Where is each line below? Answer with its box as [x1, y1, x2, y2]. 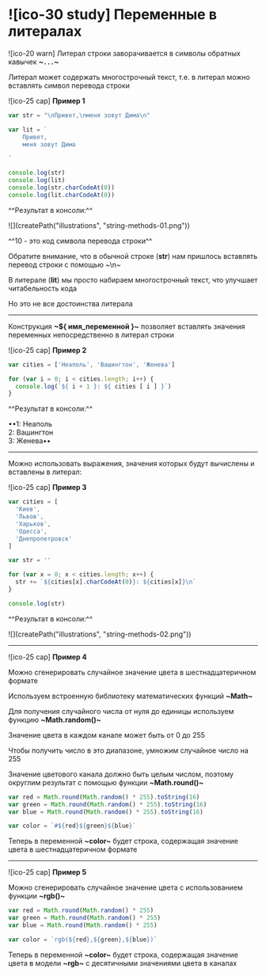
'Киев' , [15, 505, 41, 514]
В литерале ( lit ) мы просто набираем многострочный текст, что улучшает [8, 275, 258, 284]
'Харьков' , [15, 520, 51, 528]
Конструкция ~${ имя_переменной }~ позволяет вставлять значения [8, 321, 245, 331]
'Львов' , [15, 513, 44, 521]
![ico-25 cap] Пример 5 [8, 868, 87, 877]
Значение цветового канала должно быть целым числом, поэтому [8, 769, 234, 779]
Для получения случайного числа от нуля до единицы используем [8, 706, 234, 716]
